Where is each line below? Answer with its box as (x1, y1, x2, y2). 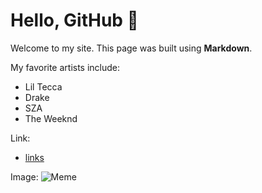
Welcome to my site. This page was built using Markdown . (10, 42, 253, 54)
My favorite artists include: (10, 61, 121, 73)
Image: (10, 170, 39, 183)
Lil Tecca (24, 80, 63, 93)
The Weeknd (24, 112, 78, 124)
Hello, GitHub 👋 (10, 9, 139, 32)
